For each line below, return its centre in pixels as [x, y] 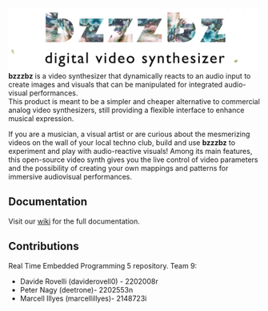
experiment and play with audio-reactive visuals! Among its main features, [130, 151]
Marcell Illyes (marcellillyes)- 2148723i [83, 298]
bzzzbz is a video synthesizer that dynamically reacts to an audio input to [130, 76]
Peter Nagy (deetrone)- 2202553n [76, 289]
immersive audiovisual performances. [70, 177]
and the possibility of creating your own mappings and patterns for [118, 168]
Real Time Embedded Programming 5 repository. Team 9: [103, 265]
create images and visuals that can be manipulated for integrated [116, 85]
